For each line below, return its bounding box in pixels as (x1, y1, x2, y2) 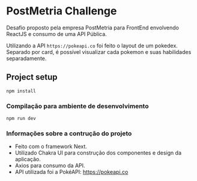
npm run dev (6, 116, 36, 122)
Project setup (6, 72, 58, 82)
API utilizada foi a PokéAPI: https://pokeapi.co (14, 168, 129, 176)
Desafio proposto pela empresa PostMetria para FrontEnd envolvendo (6, 24, 179, 31)
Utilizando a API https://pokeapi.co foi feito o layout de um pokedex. (6, 42, 178, 49)
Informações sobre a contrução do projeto (6, 129, 132, 137)
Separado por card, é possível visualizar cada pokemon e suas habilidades (6, 48, 192, 55)
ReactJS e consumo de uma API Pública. (6, 30, 107, 37)
